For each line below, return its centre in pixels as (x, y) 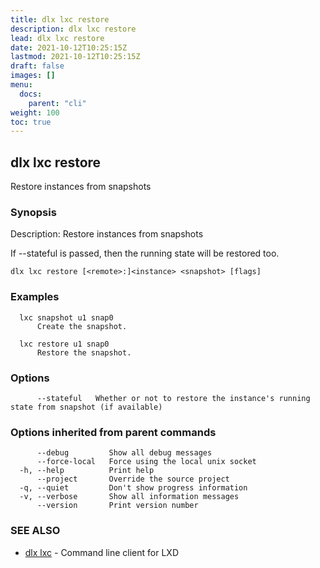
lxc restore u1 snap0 (64, 344)
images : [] (33, 76)
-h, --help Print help (87, 471)
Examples (35, 297)
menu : (21, 85)
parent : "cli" (57, 103)
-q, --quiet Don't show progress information (133, 488)
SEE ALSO (35, 531)
